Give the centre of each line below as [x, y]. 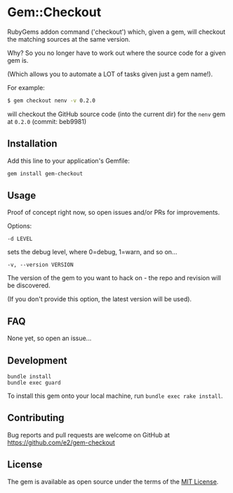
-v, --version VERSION [40, 265]
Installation [32, 144]
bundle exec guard [34, 382]
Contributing [36, 418]
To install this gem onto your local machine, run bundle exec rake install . [115, 396]
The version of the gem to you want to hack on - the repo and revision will [114, 278]
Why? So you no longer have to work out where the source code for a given [116, 53]
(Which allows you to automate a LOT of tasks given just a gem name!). [110, 74]
